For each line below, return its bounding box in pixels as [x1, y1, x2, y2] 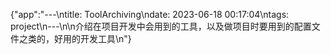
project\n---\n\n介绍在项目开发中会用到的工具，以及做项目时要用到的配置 [10, 20, 312, 32]
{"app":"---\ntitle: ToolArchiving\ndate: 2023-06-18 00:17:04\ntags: [10, 9, 290, 20]
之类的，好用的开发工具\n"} [18, 33, 132, 44]
